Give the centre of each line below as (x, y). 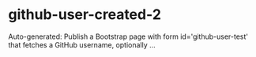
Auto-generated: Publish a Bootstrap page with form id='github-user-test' (128, 36)
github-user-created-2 (85, 15)
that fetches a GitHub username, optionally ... (82, 44)
